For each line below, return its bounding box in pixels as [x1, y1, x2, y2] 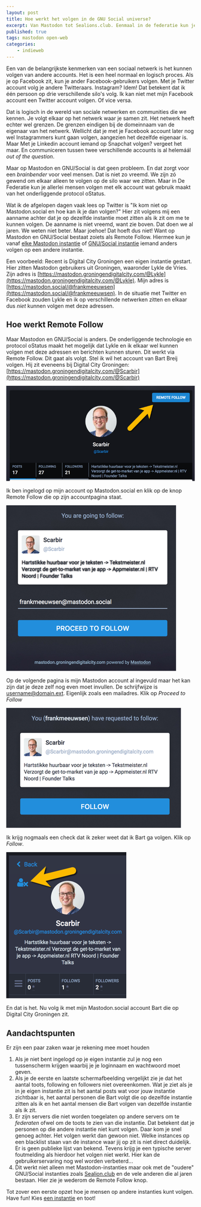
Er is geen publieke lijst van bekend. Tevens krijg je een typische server [14, 1145, 191, 1152]
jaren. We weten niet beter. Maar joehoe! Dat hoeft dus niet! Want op [6, 227, 175, 234]
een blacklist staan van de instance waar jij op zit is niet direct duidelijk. [14, 1139, 191, 1146]
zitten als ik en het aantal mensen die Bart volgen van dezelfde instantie [14, 1100, 192, 1108]
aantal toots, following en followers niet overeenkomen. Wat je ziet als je [14, 1081, 193, 1088]
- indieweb [17, 48, 44, 54]
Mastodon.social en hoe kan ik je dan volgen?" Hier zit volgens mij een [6, 207, 181, 215]
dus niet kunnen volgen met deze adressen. [6, 302, 114, 309]
